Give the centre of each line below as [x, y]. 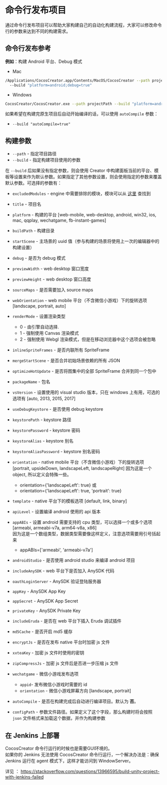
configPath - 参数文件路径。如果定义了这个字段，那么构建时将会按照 [82, 712]
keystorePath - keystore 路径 [42, 420]
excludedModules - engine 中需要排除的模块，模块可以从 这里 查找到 [82, 194]
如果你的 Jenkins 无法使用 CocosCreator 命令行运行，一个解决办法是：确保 [82, 755]
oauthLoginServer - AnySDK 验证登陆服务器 [57, 582]
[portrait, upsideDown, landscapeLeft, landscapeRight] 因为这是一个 [82, 469]
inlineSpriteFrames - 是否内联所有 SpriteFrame [61, 350]
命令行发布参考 [28, 49]
